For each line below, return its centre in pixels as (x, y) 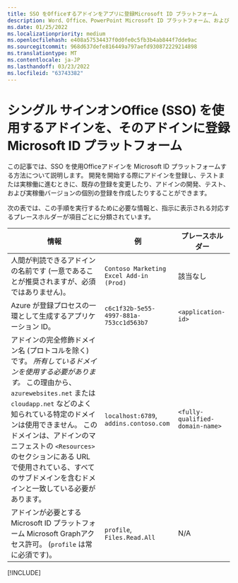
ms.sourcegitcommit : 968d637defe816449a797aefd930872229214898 (102, 47)
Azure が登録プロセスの (50, 306)
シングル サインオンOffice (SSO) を (109, 110)
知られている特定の (43, 415)
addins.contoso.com (137, 424)
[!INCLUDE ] (24, 573)
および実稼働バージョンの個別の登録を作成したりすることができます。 (109, 193)
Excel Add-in (126, 276)
